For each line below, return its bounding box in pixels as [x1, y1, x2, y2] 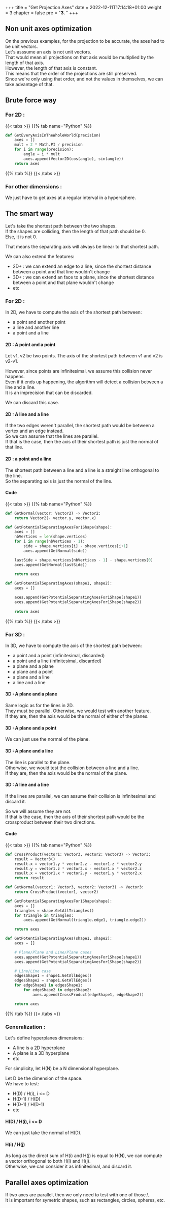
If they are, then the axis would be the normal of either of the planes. [5, 713, 149, 719]
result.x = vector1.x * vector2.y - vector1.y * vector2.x [14, 870, 142, 876]
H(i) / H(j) [5, 1141, 25, 1147]
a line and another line [12, 324, 59, 330]
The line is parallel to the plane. [5, 759, 71, 765]
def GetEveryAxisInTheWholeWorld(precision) [5, 132, 101, 138]
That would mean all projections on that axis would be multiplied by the [5, 54, 154, 60]
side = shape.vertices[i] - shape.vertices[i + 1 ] [23, 544, 128, 549]
